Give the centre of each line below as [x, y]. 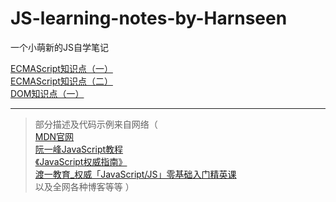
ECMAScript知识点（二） [61, 81]
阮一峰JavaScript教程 [79, 149]
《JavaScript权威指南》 [81, 161]
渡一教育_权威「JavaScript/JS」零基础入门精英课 [135, 174]
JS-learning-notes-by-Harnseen [149, 18]
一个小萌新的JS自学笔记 [59, 47]
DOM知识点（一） [47, 93]
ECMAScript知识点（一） [61, 68]
